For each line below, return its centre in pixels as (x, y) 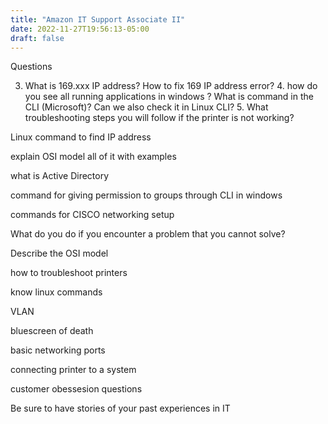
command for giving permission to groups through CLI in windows (146, 195)
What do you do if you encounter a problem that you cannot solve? (148, 234)
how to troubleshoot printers (69, 273)
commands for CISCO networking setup (92, 215)
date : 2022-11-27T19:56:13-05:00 (80, 29)
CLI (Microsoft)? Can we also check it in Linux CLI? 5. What (146, 107)
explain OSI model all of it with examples (93, 157)
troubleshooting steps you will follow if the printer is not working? (159, 118)
